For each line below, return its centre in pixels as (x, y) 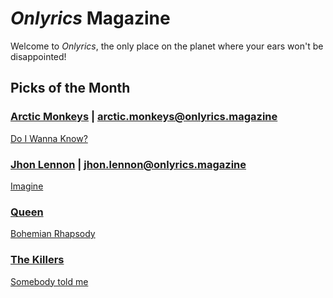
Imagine (27, 186)
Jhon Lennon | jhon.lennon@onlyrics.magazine (128, 164)
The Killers (37, 260)
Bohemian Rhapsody (53, 234)
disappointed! (38, 56)
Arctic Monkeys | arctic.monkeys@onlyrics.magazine (144, 117)
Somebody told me (49, 281)
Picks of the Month (70, 88)
